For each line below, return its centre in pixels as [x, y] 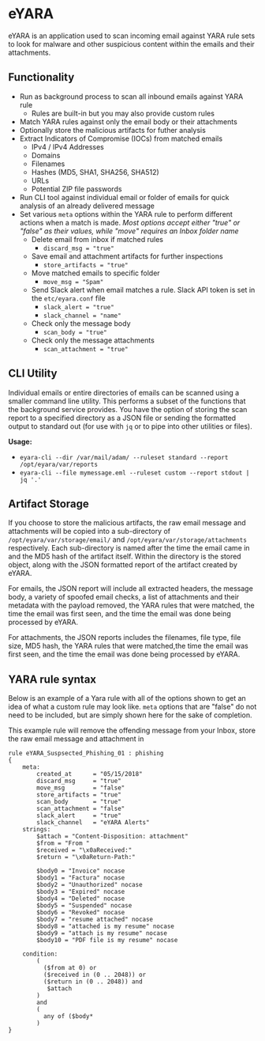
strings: [37, 830]
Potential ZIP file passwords [77, 189]
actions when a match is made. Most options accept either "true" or [130, 222]
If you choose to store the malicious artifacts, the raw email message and [127, 523]
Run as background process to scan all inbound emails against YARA [131, 97]
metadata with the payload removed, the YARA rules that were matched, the [131, 605]
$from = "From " [63, 843]
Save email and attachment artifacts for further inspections [127, 256]
